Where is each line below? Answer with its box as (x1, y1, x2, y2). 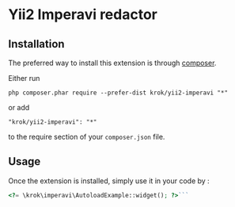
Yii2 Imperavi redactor (8, 6, 158, 24)
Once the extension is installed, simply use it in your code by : (8, 176, 210, 186)
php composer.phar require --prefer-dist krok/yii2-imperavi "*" (8, 89, 228, 97)
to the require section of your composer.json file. (8, 132, 165, 141)
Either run (8, 74, 40, 82)
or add (8, 103, 30, 112)
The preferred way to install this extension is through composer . (8, 58, 217, 67)
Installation (8, 37, 65, 51)
